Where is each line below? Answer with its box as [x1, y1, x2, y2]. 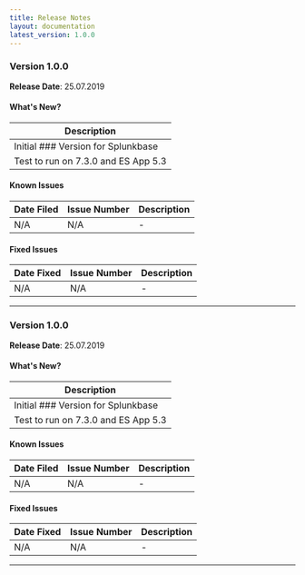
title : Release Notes [9, 13, 92, 23]
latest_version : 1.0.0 [9, 30, 95, 39]
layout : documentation [9, 22, 95, 31]
